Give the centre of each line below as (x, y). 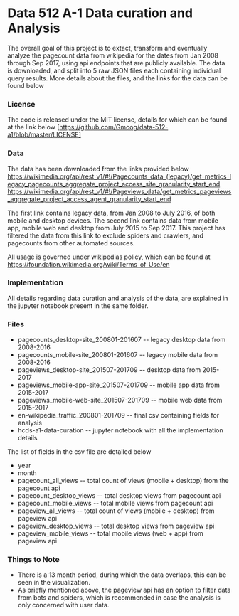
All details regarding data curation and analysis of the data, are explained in (118, 298)
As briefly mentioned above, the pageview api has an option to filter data (124, 590)
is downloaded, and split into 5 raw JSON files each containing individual (114, 70)
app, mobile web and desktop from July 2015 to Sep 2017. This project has (116, 228)
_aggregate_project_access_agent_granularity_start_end (89, 199)
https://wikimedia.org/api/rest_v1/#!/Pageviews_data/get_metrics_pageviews (119, 191)
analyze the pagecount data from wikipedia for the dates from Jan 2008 (113, 55)
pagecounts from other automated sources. (71, 243)
